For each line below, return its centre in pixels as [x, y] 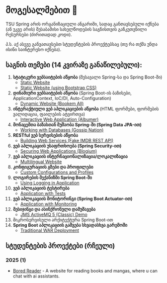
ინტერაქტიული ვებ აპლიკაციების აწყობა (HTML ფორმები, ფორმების [86, 108]
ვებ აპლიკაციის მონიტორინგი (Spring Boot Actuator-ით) [73, 198]
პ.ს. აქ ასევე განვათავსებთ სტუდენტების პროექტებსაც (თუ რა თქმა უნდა [82, 44]
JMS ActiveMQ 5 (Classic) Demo [54, 214]
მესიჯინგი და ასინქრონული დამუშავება [54, 209]
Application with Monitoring [48, 204]
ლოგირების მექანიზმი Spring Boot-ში [52, 177]
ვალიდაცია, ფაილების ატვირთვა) [49, 114]
